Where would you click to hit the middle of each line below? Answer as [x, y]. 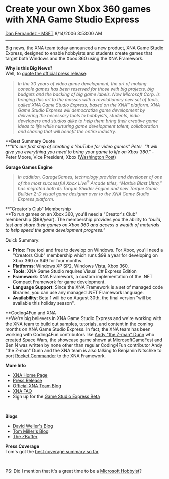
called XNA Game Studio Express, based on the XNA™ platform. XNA [89, 105]
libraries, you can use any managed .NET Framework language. [78, 292]
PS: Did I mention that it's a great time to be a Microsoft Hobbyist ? [73, 471]
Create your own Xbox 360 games [78, 9]
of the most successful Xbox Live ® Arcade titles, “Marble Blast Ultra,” [90, 183]
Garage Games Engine [29, 167]
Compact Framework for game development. [59, 282]
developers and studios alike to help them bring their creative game [88, 121]
